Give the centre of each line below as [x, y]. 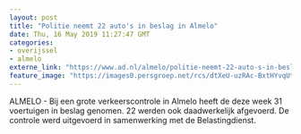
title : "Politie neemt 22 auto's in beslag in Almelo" [114, 26]
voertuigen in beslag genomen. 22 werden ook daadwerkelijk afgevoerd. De [149, 110]
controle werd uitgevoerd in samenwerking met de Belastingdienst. [133, 120]
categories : [31, 42]
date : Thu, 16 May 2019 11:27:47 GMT [80, 34]
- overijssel [34, 51]
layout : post [34, 17]
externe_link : [36, 68]
